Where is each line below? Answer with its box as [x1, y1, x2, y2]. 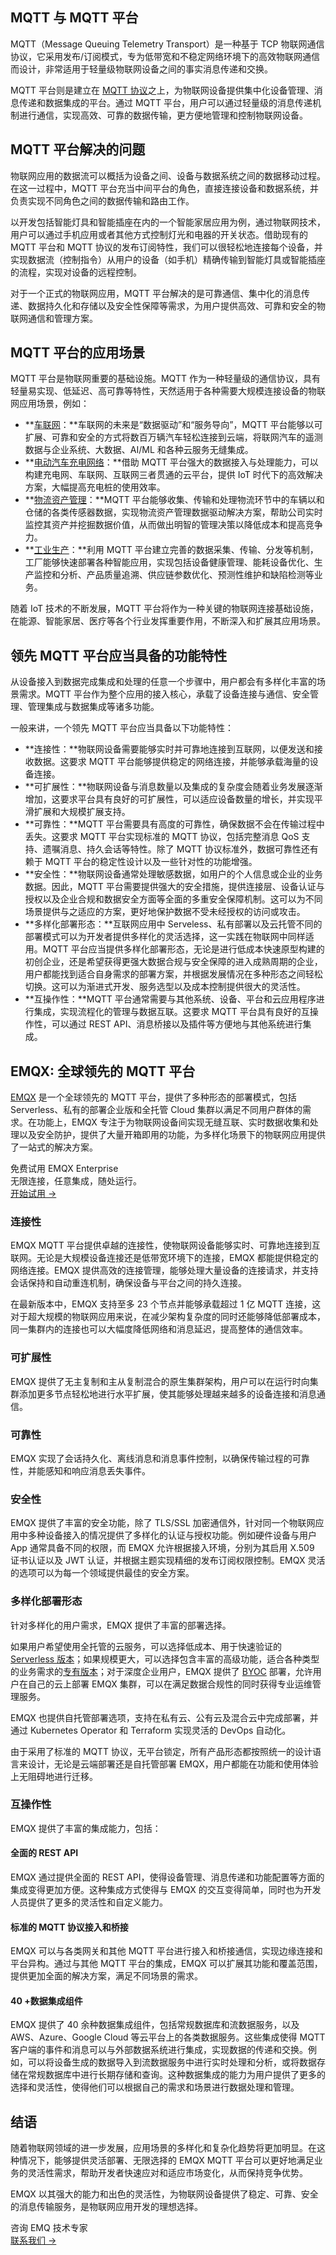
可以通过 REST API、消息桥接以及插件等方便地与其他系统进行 [51, 1018, 303, 1030]
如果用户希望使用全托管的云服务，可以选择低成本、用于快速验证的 [10, 1640, 282, 1652]
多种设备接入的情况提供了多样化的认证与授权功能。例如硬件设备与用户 [27, 1529, 317, 1542]
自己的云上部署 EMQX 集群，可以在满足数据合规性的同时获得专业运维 [27, 1678, 313, 1690]
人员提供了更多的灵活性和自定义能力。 [10, 1896, 168, 1908]
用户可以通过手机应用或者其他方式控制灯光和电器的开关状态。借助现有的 [10, 228, 308, 240]
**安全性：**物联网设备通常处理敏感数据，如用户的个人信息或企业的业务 [24, 868, 323, 880]
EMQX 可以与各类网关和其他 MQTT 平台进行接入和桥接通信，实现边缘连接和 [10, 1945, 323, 1957]
